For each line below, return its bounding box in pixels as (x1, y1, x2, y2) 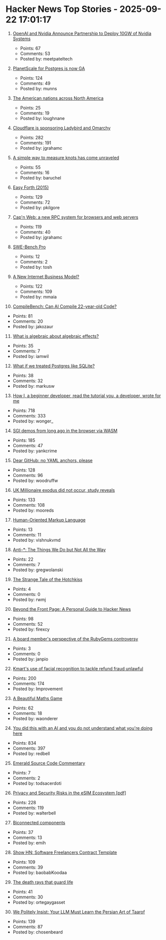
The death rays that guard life (12, 879, 74, 885)
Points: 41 (12, 888, 33, 894)
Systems (12, 36, 31, 42)
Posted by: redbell (12, 750, 50, 757)
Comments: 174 (12, 680, 45, 686)
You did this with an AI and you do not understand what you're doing (12, 725, 153, 731)
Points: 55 (20, 164, 41, 170)
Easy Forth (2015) (12, 184, 49, 190)
